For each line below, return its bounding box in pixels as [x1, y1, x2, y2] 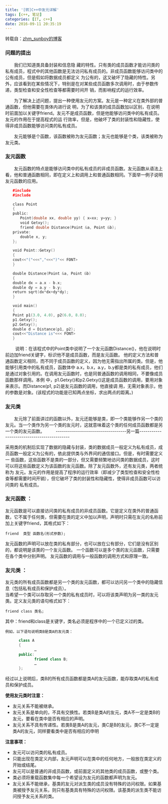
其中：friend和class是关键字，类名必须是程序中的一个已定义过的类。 [5, 618, 146, 624]
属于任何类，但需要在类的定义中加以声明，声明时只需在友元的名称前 [22, 514, 163, 520]
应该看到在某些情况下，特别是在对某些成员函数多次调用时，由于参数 [13, 81, 154, 87]
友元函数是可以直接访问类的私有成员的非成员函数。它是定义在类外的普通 [5, 507, 154, 513]
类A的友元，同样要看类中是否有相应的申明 [12, 728, 99, 734]
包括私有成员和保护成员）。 [13, 586, 69, 592]
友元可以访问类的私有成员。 [12, 749, 70, 755]
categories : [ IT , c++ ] [5, 17, 52, 22]
